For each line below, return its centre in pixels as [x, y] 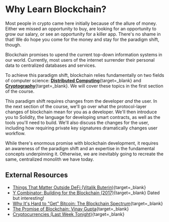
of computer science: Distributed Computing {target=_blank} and [73, 80]
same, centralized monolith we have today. [50, 159]
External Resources [37, 175]
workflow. [15, 133]
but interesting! [28, 198]
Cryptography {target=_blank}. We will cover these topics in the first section [84, 86]
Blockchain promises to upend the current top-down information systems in [84, 55]
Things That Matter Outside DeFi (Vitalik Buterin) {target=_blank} [79, 187]
